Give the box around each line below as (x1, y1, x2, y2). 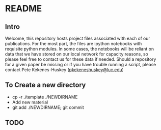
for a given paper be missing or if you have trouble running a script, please (5, 62, 156, 67)
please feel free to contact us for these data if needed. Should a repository (5, 56, 156, 62)
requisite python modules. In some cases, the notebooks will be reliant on (5, 46, 154, 52)
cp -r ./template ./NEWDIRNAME (12, 94, 78, 100)
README (5, 3, 42, 14)
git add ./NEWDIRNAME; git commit (12, 104, 84, 110)
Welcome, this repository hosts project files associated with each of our (5, 35, 151, 41)
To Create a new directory (5, 81, 86, 89)
